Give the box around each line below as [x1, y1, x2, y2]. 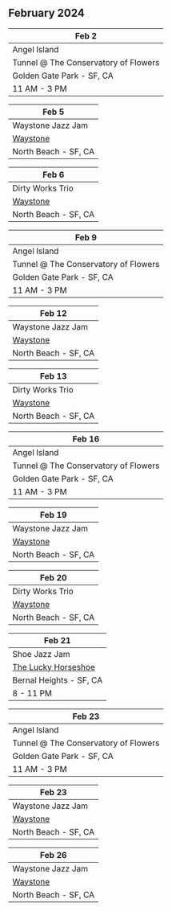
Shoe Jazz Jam [12, 648, 70, 659]
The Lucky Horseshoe [12, 661, 96, 672]
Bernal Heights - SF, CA [12, 675, 103, 686]
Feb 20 [39, 572, 67, 583]
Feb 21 [43, 634, 71, 646]
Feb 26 [39, 849, 67, 860]
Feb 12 [39, 307, 67, 318]
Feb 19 [39, 509, 67, 520]
